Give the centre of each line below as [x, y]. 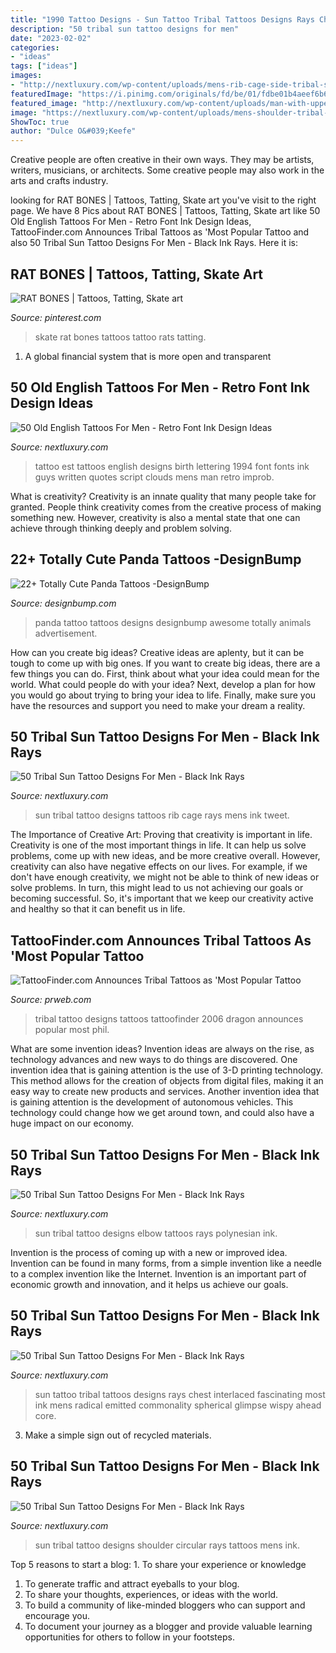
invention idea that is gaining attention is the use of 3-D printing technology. [166, 1070]
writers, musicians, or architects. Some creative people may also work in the [167, 170]
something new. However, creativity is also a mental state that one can [155, 517]
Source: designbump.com [63, 603]
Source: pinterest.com [56, 317]
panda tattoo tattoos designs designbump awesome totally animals [173, 622]
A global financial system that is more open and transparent [148, 356]
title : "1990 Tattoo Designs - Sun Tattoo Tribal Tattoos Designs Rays [162, 19]
